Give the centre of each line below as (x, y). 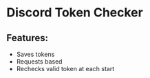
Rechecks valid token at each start (65, 69)
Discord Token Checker (75, 13)
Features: (28, 38)
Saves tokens (35, 54)
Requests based (39, 62)
